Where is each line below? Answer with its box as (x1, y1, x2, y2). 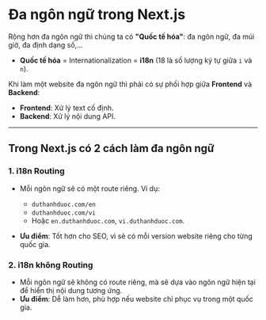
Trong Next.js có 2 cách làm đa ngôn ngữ (8, 142, 215, 155)
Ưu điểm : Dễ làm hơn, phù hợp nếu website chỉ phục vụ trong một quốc (19, 294, 253, 303)
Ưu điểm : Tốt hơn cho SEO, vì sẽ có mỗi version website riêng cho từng (19, 231, 253, 241)
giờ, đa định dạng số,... (8, 40, 83, 49)
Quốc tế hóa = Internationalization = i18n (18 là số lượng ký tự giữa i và (19, 55, 253, 65)
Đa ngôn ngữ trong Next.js (8, 6, 186, 24)
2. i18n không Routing (8, 259, 93, 270)
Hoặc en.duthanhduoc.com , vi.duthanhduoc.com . (31, 215, 185, 225)
